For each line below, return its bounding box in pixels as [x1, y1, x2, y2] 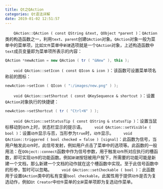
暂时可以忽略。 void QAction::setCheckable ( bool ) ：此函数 [21, 167, 155, 172]
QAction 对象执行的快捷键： [5, 99, 59, 105]
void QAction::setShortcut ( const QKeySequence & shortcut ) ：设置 [14, 93, 155, 99]
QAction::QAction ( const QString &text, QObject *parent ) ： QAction [14, 30, 158, 36]
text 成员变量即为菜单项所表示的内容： [5, 48, 82, 54]
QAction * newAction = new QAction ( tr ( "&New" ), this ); [5, 58, 130, 63]
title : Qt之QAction [5, 7, 44, 12]
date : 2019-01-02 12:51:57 [5, 16, 60, 21]
